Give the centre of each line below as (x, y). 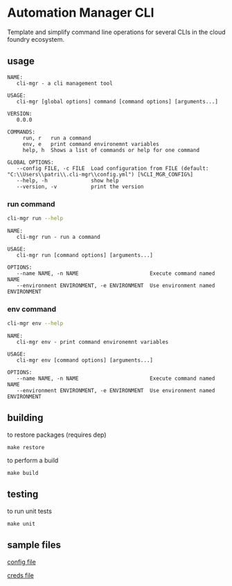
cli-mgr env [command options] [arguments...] (85, 360)
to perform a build (33, 460)
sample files (34, 545)
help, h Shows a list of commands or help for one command (111, 150)
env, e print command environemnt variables (91, 144)
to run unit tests (29, 511)
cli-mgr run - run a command (58, 237)
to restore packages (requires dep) (57, 435)
